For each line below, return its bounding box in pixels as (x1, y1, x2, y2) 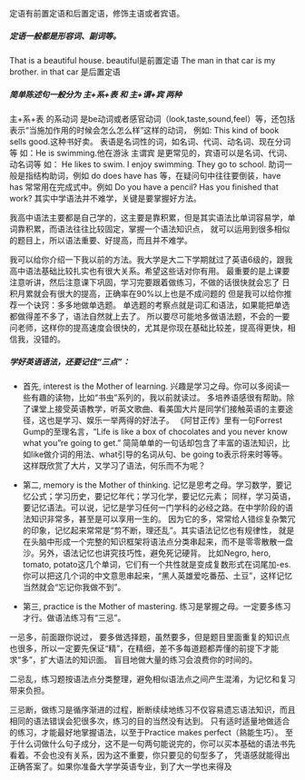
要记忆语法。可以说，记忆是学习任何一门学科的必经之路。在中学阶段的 (22, 502, 286, 513)
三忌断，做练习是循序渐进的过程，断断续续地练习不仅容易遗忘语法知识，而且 (9, 704, 296, 715)
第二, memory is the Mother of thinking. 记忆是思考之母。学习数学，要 (22, 479, 284, 490)
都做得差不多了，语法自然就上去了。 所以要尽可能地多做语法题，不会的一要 (9, 311, 290, 321)
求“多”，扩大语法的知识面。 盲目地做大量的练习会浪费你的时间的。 (9, 654, 258, 665)
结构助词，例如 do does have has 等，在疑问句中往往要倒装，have (33, 170, 281, 181)
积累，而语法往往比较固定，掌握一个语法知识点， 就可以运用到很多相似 (25, 223, 290, 234)
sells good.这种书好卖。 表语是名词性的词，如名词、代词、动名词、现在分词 (9, 135, 291, 147)
